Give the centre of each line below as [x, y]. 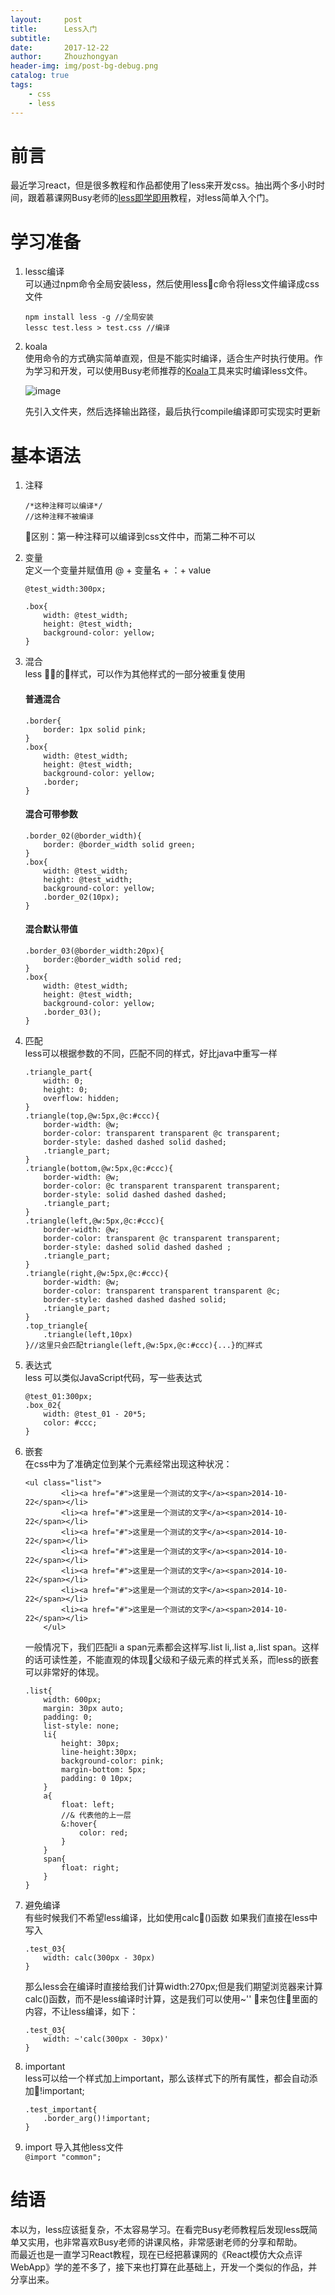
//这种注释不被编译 [59, 517]
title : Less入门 [54, 29]
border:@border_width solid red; [113, 959]
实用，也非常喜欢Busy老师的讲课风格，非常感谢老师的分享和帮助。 [165, 2242]
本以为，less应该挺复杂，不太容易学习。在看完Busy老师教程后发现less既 [160, 2229]
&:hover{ [79, 1824]
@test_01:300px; [58, 1396]
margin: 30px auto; [84, 1708]
